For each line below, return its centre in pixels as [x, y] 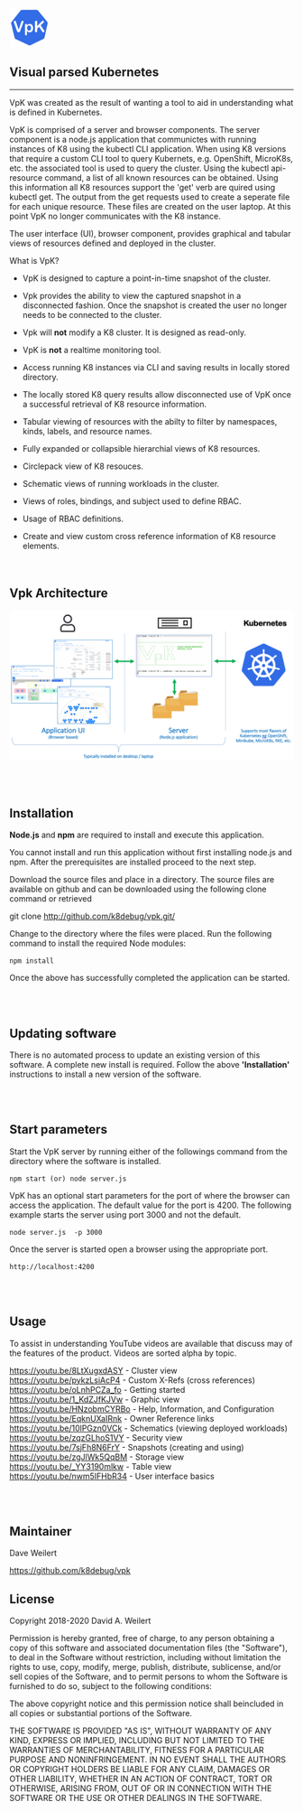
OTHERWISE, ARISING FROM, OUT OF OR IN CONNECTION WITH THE [141, 1788]
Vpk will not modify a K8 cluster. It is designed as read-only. [134, 332]
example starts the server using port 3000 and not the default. [125, 1214]
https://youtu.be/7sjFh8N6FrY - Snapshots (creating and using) [127, 1447]
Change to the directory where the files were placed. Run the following [141, 934]
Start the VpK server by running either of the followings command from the [149, 1151]
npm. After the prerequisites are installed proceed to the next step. [133, 862]
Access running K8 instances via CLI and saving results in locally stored [156, 367]
